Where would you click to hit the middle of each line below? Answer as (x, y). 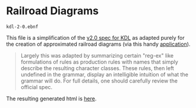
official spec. (37, 87)
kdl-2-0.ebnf (22, 27)
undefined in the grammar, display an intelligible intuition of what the (105, 74)
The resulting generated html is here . (51, 99)
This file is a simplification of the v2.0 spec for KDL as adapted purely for (96, 37)
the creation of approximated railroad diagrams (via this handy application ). (98, 44)
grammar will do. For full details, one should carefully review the (99, 81)
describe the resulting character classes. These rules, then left (97, 68)
